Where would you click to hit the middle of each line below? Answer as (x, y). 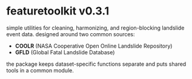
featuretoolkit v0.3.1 (58, 11)
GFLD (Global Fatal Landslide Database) (65, 52)
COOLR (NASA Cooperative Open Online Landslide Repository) (94, 46)
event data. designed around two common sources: (71, 34)
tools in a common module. (40, 70)
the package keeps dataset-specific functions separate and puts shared (96, 64)
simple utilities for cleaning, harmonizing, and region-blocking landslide (95, 28)
